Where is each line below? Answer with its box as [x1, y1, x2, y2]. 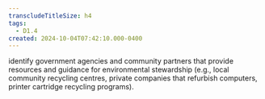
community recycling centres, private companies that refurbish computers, [8, 73, 258, 83]
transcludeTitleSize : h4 [8, 11, 92, 20]
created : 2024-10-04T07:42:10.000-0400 [8, 34, 143, 43]
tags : [8, 19, 27, 27]
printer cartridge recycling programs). [8, 82, 135, 92]
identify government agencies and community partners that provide [8, 56, 234, 66]
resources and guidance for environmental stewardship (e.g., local [8, 65, 229, 75]
